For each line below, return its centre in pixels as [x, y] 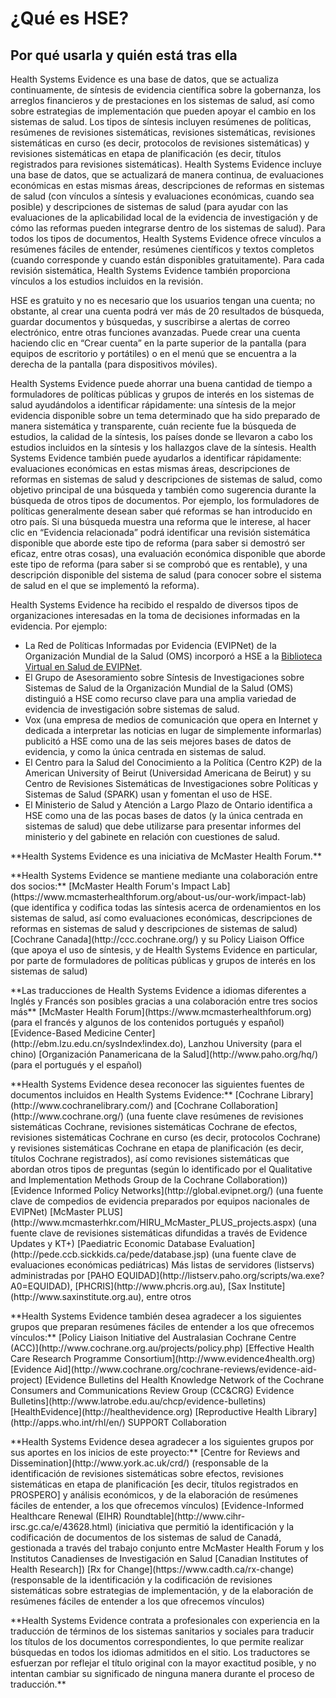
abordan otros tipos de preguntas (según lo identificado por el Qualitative [161, 1169]
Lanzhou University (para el [245, 1043]
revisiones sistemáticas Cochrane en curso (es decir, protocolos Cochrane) [166, 1137]
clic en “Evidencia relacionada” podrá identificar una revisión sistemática [160, 532]
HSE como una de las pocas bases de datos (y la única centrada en [164, 815]
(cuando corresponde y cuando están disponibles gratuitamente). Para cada [167, 260]
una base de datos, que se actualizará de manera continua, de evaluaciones [167, 175]
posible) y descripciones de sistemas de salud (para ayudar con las [149, 206]
